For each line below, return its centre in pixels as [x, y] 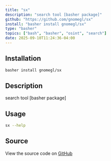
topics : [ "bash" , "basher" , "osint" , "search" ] [56, 33]
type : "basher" [21, 29]
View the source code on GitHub [39, 153]
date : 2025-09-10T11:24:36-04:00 [40, 38]
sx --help [16, 126]
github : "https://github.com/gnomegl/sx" [49, 19]
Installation [23, 59]
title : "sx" [18, 10]
